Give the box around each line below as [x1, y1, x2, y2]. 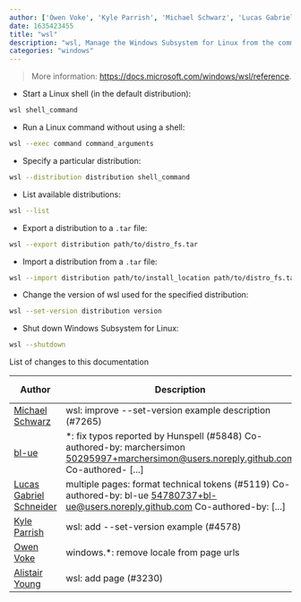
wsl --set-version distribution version [9, 306, 163, 316]
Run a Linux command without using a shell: [21, 122, 185, 133]
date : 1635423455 [9, 21, 74, 30]
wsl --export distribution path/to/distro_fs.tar [9, 239, 199, 249]
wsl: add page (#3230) [65, 572, 164, 585]
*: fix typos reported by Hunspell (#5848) [65, 430, 243, 443]
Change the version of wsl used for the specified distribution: [21, 289, 249, 300]
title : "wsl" [9, 30, 58, 39]
